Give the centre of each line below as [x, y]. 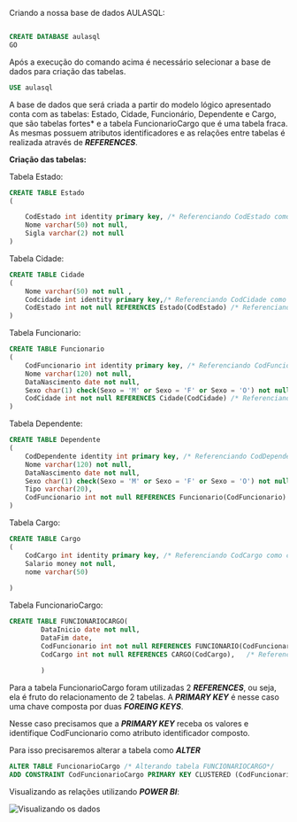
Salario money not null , [71, 563]
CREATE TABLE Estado [47, 193]
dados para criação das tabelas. [68, 71]
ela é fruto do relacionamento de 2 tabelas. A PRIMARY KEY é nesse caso [145, 697]
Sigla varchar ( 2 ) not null [75, 234]
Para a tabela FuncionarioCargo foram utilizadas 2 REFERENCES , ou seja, [143, 688]
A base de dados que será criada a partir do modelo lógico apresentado [140, 105]
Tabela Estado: [36, 176]
